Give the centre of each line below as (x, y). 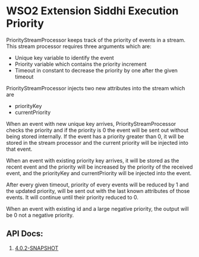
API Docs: (25, 234)
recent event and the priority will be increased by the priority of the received (99, 167)
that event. (19, 149)
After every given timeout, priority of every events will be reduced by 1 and (97, 185)
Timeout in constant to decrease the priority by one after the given (96, 70)
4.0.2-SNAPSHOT (37, 248)
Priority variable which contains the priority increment (80, 64)
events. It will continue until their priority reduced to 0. (72, 197)
